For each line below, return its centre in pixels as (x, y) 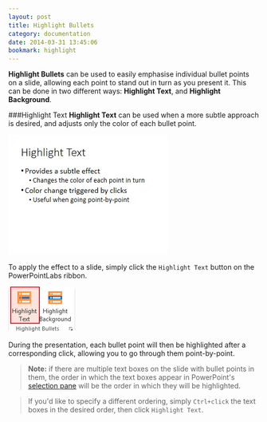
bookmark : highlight (43, 51)
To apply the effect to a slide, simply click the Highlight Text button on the (132, 267)
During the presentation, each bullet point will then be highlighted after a (127, 345)
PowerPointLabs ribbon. (48, 276)
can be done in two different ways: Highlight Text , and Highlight (114, 91)
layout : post (30, 17)
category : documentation (49, 34)
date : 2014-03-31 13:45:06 (53, 42)
